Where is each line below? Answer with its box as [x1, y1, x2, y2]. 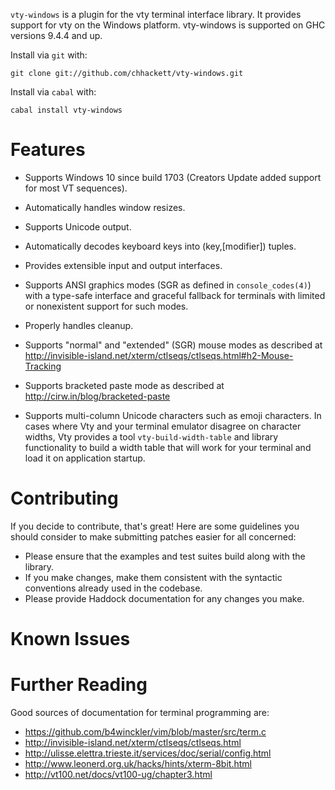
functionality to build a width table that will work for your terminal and [24, 441, 312, 453]
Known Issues [10, 628, 131, 651]
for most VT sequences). [24, 182, 128, 194]
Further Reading [10, 674, 148, 696]
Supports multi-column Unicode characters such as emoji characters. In [24, 409, 322, 421]
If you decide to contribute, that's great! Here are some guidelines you [10, 520, 300, 532]
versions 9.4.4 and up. [10, 30, 103, 41]
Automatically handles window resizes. [24, 201, 186, 213]
